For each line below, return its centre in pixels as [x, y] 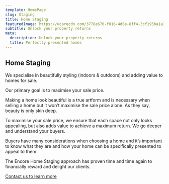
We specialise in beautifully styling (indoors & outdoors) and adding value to [84, 75]
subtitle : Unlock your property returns [48, 29]
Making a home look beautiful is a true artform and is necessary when [78, 100]
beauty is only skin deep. [31, 111]
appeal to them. [21, 151]
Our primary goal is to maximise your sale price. [55, 90]
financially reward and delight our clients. [48, 166]
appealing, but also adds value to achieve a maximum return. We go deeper [83, 126]
